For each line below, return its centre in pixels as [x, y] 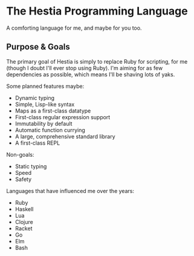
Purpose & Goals [38, 47]
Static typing [31, 166]
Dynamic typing [35, 97]
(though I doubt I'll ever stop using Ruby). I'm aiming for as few [85, 68]
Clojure [24, 222]
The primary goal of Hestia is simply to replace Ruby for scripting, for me [97, 61]
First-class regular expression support [63, 117]
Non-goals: [20, 154]
